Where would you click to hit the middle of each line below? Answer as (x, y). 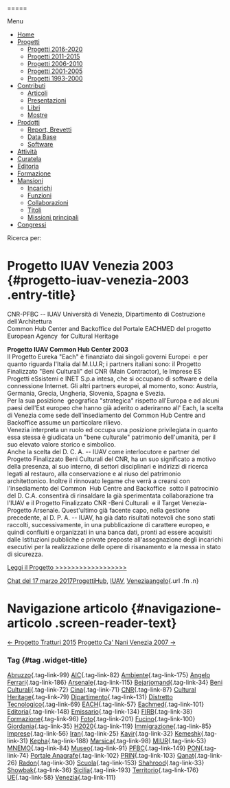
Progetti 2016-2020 (55, 49)
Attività (27, 151)
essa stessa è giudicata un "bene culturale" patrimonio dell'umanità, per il (112, 437)
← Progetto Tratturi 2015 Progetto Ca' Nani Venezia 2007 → (92, 642)
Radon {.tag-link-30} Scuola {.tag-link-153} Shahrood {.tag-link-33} (112, 763)
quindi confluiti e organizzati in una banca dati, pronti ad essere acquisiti (110, 532)
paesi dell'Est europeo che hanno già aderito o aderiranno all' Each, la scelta (115, 407)
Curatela (29, 159)
